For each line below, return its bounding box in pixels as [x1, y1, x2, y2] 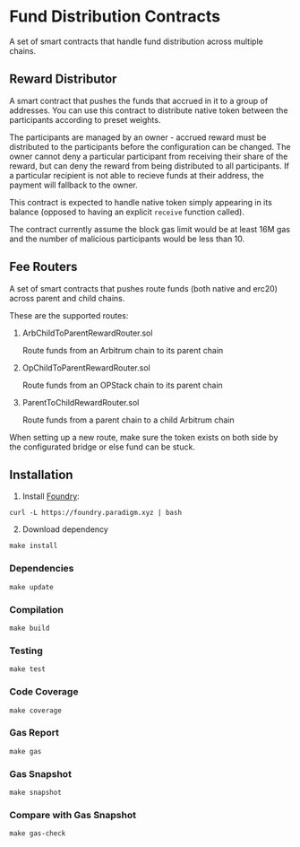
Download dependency [21, 524, 109, 535]
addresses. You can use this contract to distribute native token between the [9, 105, 288, 116]
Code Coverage [9, 685, 79, 698]
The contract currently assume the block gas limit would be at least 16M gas [9, 223, 291, 234]
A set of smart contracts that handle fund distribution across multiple [9, 36, 264, 47]
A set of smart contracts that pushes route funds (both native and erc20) [9, 283, 278, 293]
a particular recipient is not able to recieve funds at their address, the [9, 170, 264, 180]
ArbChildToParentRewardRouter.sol [21, 327, 153, 338]
